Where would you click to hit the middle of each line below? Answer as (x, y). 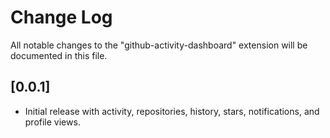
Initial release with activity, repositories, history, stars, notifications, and (172, 111)
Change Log (61, 17)
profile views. (52, 122)
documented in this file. (59, 55)
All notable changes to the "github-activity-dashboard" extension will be (159, 45)
